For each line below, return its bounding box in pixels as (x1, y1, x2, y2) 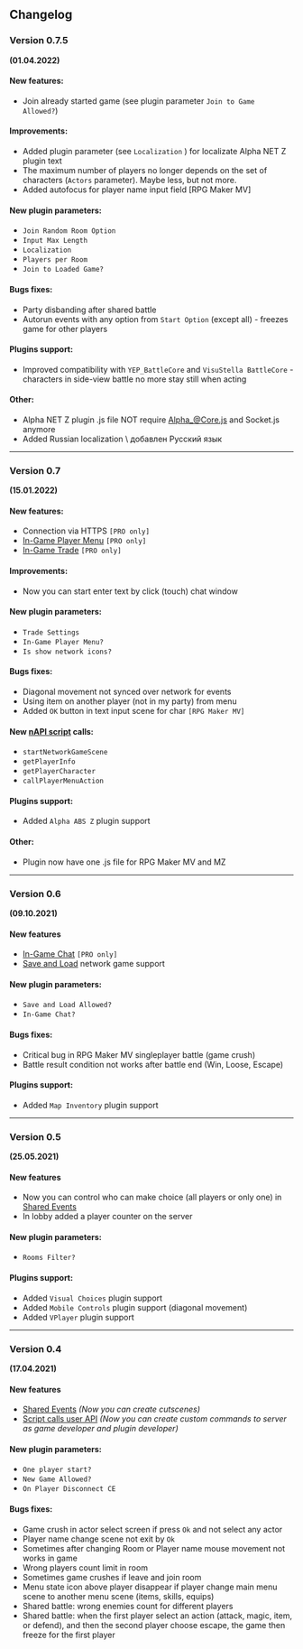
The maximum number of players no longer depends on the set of (22, 165, 268, 176)
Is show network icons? (22, 647, 113, 656)
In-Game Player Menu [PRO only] (22, 535, 147, 546)
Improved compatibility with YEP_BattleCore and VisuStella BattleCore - (22, 364, 294, 375)
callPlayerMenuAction (22, 776, 104, 786)
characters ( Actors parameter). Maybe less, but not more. (22, 175, 237, 186)
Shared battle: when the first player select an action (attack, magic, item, (22, 1610, 293, 1621)
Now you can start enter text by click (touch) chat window (22, 586, 239, 597)
